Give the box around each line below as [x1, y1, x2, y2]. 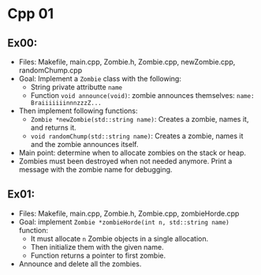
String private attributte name [30, 82, 123, 92]
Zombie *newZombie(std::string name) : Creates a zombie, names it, [30, 115, 249, 123]
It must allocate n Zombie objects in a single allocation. [30, 234, 209, 243]
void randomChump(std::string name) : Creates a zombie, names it [30, 131, 244, 141]
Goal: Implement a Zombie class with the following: [18, 74, 182, 83]
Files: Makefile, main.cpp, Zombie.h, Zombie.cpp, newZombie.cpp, [18, 57, 236, 66]
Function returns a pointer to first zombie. [30, 251, 166, 260]
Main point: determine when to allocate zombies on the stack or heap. [18, 148, 246, 157]
